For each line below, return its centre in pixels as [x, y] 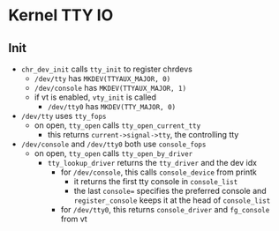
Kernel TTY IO [61, 15]
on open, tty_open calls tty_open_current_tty [117, 125]
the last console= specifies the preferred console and [170, 191]
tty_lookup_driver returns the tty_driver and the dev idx [152, 163]
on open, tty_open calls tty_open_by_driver [113, 153]
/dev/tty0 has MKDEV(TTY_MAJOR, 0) [112, 106]
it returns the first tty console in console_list [156, 181]
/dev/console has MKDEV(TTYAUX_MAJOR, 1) [110, 88]
